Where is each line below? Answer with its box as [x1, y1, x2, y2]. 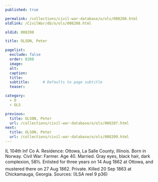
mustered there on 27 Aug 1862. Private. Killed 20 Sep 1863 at [5, 166, 132, 172]
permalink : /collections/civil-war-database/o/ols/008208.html [5, 16, 138, 21]
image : [9, 61, 23, 66]
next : [5, 125, 16, 130]
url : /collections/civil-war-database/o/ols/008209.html [9, 135, 129, 139]
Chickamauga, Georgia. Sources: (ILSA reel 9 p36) [5, 171, 108, 177]
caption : [9, 70, 28, 76]
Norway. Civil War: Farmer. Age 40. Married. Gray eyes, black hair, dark [5, 153, 151, 159]
